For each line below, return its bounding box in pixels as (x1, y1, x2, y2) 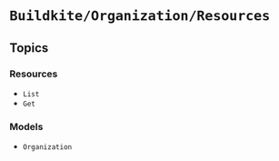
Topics (9, 40, 49, 55)
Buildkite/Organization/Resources (9, 7, 271, 25)
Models (9, 120, 44, 133)
